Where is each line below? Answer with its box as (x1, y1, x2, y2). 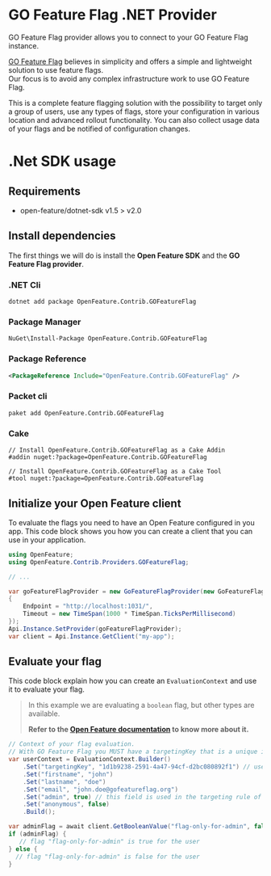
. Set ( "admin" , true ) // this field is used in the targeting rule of (23, 793, 262, 801)
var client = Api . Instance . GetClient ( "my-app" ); (8, 632, 175, 640)
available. (27, 709, 60, 718)
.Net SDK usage (8, 152, 117, 171)
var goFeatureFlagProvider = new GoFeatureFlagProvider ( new (8, 588, 215, 596)
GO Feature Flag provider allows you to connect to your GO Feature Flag (8, 32, 248, 42)
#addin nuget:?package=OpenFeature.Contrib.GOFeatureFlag (8, 453, 207, 461)
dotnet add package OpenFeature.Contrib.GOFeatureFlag (8, 297, 197, 306)
